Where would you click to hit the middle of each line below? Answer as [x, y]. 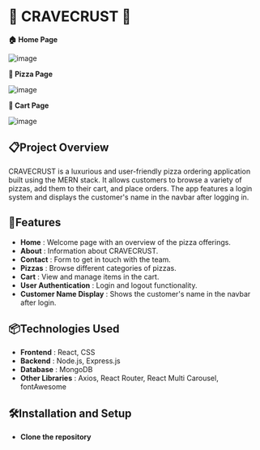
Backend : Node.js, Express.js [70, 361]
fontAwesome [43, 387]
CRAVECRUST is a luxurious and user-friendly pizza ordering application [130, 171]
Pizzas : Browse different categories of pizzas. [98, 268]
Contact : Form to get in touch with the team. [96, 259]
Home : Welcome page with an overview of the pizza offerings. [125, 242]
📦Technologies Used [64, 329]
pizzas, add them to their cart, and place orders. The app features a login [130, 188]
